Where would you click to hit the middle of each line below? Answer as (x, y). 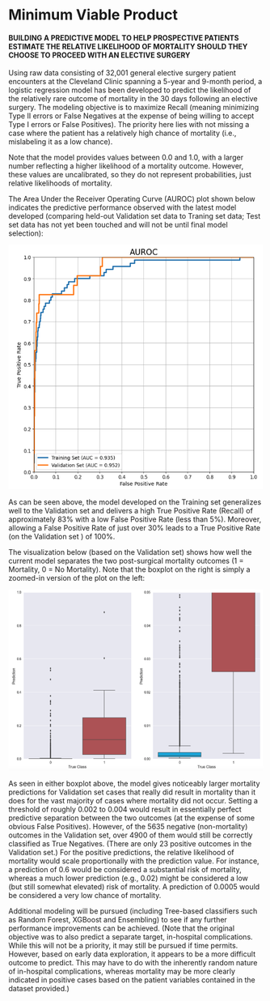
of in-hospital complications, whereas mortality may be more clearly (122, 971)
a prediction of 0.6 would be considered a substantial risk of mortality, (125, 870)
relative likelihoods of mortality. (61, 183)
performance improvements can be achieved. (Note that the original (122, 928)
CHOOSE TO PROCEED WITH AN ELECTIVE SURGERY (99, 55)
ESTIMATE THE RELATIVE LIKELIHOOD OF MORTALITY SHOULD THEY (128, 46)
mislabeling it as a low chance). (61, 142)
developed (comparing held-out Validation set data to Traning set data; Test (135, 216)
